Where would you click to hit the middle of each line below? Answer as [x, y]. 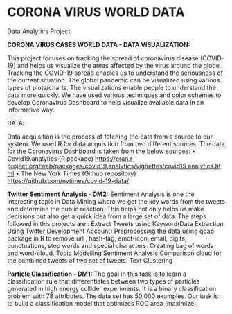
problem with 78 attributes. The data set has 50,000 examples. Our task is [113, 296]
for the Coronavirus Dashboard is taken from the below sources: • [101, 151]
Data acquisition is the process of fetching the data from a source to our [110, 137]
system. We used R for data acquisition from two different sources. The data [116, 143]
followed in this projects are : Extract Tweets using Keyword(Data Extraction [115, 223]
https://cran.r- [115, 158]
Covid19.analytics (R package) [50, 158]
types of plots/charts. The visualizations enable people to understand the [112, 87]
